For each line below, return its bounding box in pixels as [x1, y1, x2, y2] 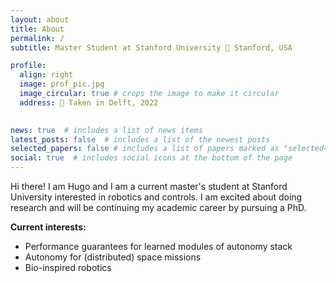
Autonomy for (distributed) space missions [24, 251, 202, 263]
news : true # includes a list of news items [10, 125, 203, 135]
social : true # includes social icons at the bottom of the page [10, 153, 293, 163]
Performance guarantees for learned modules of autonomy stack [24, 241, 293, 252]
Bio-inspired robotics [24, 262, 112, 273]
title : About [10, 24, 65, 34]
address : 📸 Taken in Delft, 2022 [19, 97, 159, 108]
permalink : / [10, 33, 65, 43]
